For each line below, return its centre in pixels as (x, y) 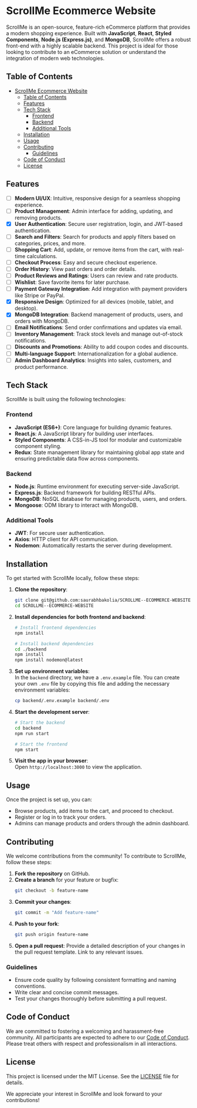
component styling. (38, 446)
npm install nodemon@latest (49, 660)
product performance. (41, 367)
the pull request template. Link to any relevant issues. (79, 952)
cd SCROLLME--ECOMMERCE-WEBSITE (54, 606)
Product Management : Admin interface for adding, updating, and (94, 211)
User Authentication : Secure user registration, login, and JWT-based (98, 223)
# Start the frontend (41, 744)
